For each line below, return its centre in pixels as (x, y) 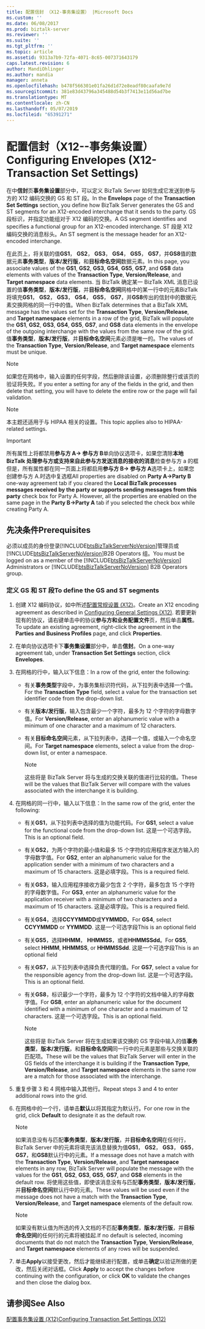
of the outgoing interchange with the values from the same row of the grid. (100, 332)
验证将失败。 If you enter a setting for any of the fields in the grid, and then (100, 384)
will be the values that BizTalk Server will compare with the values (107, 784)
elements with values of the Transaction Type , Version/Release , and (94, 275)
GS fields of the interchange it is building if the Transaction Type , (107, 1063)
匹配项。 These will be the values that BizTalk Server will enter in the (110, 1057)
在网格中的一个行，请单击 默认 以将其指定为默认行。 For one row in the (102, 1109)
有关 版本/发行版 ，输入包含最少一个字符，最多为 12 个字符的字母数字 (110, 711)
